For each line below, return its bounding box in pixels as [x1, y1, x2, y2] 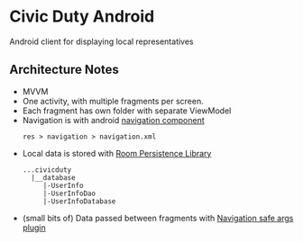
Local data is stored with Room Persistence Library [22, 148, 212, 158]
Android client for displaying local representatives [9, 36, 194, 47]
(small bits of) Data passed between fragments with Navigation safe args [22, 212, 294, 223]
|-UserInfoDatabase [42, 196, 116, 206]
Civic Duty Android [9, 6, 155, 27]
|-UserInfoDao [42, 189, 96, 198]
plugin [22, 222, 47, 233]
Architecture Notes [9, 62, 120, 77]
